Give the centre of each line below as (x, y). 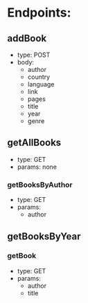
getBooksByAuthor (40, 185)
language (41, 84)
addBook (27, 38)
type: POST (34, 55)
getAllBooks (34, 143)
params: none (37, 167)
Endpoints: (39, 13)
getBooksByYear (44, 236)
